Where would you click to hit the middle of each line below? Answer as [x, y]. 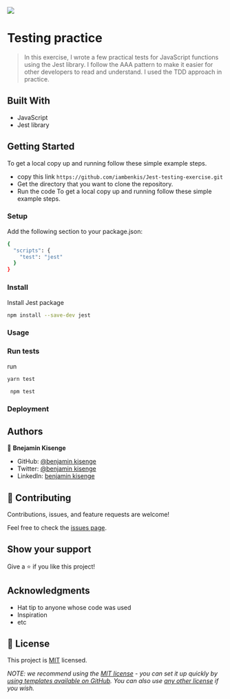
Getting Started [41, 147]
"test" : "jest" [41, 257]
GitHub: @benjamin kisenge [56, 462]
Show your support [49, 550]
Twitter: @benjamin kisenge [56, 469]
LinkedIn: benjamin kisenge [56, 476]
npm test [23, 391]
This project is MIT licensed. [47, 660]
